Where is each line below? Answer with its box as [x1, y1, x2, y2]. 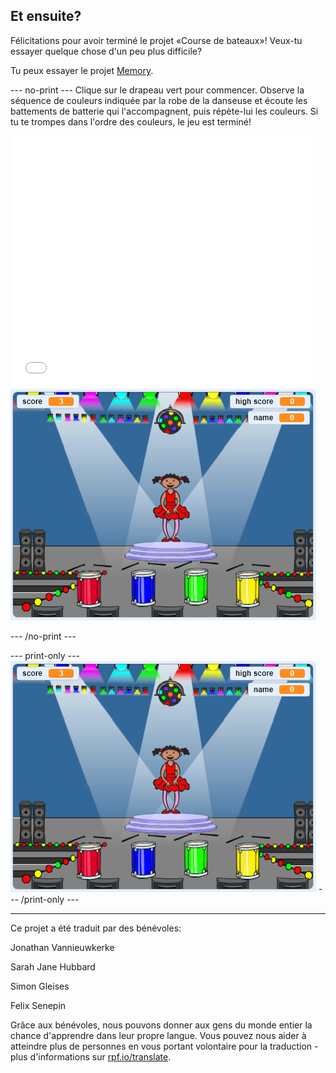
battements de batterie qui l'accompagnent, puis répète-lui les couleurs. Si [10, 105, 319, 117]
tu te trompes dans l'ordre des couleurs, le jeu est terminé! [10, 115, 252, 128]
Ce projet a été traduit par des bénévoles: [10, 922, 182, 934]
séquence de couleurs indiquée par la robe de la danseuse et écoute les [10, 94, 308, 106]
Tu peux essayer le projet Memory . [10, 64, 154, 76]
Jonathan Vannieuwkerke [10, 941, 115, 953]
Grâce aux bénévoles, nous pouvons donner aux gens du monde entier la [10, 1019, 313, 1031]
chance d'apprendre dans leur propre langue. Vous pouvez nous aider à [10, 1029, 307, 1041]
